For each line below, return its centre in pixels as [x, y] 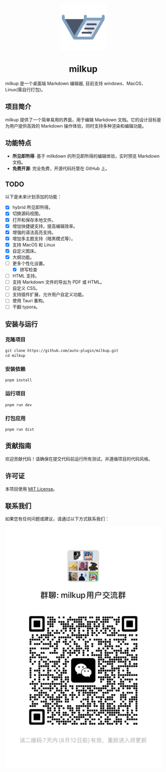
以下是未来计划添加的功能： [33, 197]
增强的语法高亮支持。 [34, 232]
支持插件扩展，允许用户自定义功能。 [49, 294]
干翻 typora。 [26, 307]
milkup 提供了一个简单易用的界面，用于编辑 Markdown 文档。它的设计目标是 [83, 120]
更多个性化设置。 [30, 263]
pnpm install [19, 380]
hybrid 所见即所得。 [32, 208]
